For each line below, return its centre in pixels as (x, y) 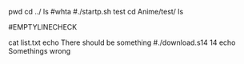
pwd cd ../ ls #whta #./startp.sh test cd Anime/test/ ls (96, 12)
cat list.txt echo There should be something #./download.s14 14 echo (122, 42)
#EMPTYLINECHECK (43, 27)
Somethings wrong (39, 51)
